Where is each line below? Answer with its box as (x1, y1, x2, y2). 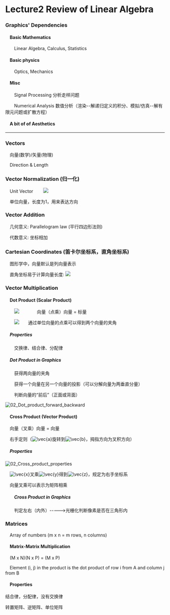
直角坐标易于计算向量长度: (10, 272, 65, 278)
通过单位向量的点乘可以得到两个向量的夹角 (28, 320, 117, 326)
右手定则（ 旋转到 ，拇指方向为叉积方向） (10, 436, 135, 442)
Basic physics (10, 57, 40, 63)
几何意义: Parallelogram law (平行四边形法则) (10, 223, 103, 229)
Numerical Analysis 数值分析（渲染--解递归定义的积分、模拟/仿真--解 (14, 102, 158, 108)
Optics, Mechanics (14, 68, 53, 74)
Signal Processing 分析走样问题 (14, 92, 79, 98)
